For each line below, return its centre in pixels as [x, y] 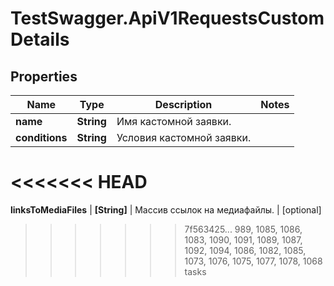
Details [40, 39]
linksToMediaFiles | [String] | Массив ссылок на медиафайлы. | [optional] [166, 209]
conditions [41, 137]
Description [183, 104]
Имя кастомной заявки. [174, 121]
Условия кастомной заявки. [184, 137]
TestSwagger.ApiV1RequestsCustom [167, 18]
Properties [44, 76]
